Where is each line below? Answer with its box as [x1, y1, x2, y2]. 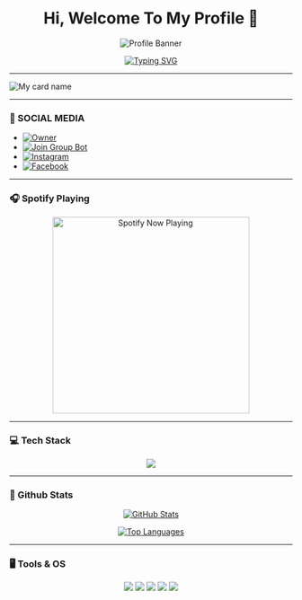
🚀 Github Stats [9, 489, 74, 501]
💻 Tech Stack [9, 435, 72, 447]
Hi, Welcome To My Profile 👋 [43, 8, 259, 29]
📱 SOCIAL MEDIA [9, 111, 85, 124]
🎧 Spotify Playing [9, 192, 90, 205]
